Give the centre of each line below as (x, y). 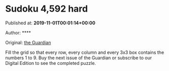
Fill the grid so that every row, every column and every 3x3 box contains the (85, 52)
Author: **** (18, 32)
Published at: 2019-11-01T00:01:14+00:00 (50, 23)
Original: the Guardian (28, 42)
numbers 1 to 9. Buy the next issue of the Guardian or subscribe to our (79, 58)
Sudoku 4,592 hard (46, 9)
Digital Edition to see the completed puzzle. (51, 63)
